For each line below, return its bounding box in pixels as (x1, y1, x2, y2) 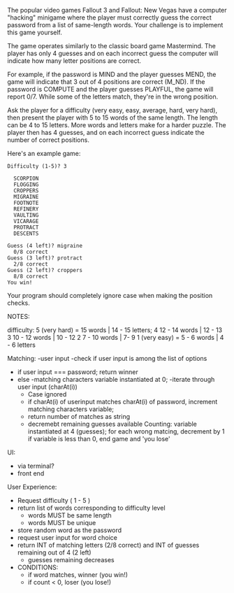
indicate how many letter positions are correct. (7, 57, 142, 65)
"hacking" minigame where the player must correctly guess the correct (7, 13, 212, 22)
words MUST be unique (27, 519, 96, 527)
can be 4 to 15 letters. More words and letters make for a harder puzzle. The (7, 121, 226, 129)
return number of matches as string (27, 413, 131, 420)
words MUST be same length (27, 511, 112, 520)
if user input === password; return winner (17, 368, 138, 376)
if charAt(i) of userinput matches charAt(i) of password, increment (27, 398, 218, 406)
